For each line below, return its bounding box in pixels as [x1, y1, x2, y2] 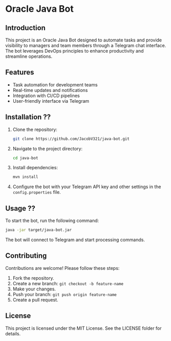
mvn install [12, 174, 38, 179]
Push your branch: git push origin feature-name [12, 291, 117, 297]
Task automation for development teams [12, 81, 98, 87]
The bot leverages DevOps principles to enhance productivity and [5, 48, 144, 54]
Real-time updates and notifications [12, 87, 88, 93]
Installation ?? [5, 113, 51, 122]
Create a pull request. [12, 297, 59, 303]
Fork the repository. [12, 275, 55, 281]
